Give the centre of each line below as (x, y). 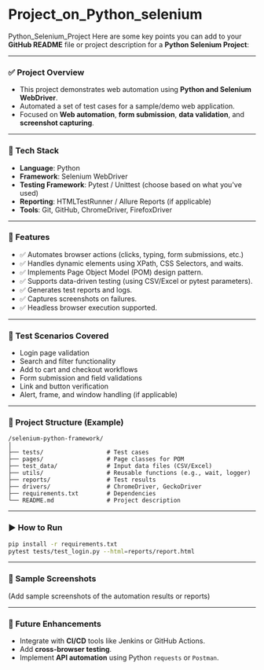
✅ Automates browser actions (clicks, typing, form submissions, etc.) (132, 254)
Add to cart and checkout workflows (79, 370)
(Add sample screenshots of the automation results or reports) (109, 596)
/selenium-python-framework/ (56, 439)
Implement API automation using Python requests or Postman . (119, 657)
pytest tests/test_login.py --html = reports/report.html (101, 551)
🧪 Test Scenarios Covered (59, 336)
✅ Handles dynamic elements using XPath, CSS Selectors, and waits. (131, 263)
